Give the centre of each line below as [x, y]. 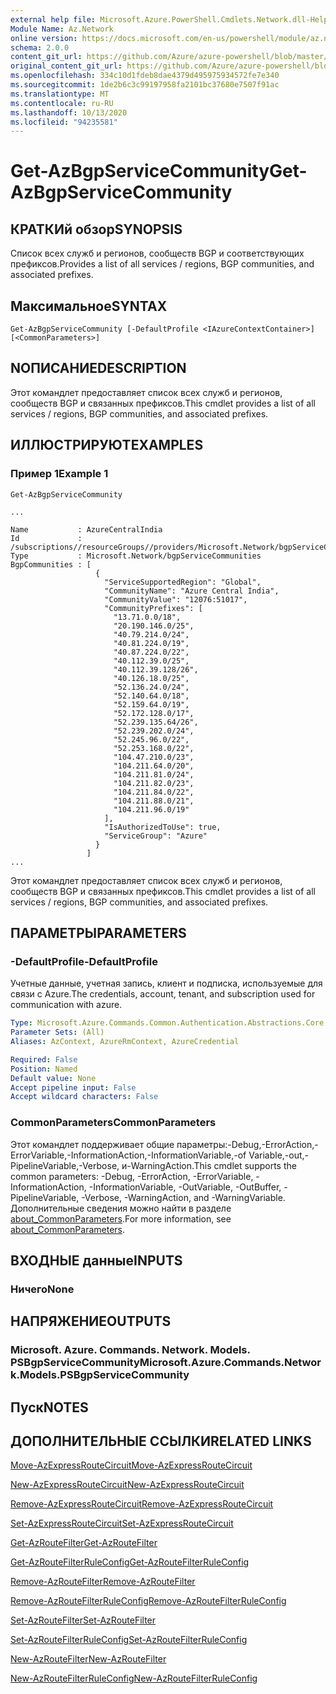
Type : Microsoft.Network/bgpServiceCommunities [136, 556]
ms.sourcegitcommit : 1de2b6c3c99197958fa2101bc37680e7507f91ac [145, 85]
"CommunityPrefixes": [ [153, 608]
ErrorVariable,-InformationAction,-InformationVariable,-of [128, 1155]
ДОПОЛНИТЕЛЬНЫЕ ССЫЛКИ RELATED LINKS [161, 1441]
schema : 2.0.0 [40, 47]
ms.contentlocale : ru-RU [62, 103]
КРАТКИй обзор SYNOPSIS [96, 229]
